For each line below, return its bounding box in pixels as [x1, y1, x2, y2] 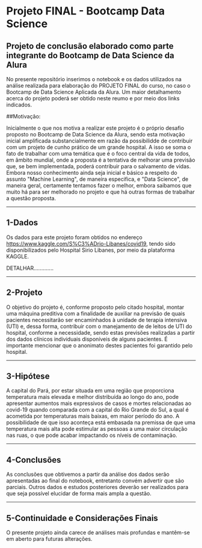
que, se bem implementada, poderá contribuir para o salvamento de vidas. [6, 163, 191, 169]
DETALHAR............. [6, 264, 54, 272]
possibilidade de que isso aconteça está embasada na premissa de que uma [6, 419, 195, 426]
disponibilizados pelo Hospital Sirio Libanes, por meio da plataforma [6, 246, 176, 254]
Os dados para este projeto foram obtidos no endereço [6, 233, 142, 241]
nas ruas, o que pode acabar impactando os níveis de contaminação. [6, 431, 177, 439]
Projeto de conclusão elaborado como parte [6, 41, 174, 51]
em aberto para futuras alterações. [6, 535, 93, 543]
